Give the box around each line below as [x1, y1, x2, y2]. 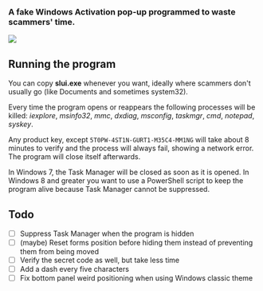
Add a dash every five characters [19, 265, 130, 274]
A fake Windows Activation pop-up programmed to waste [8, 6, 236, 18]
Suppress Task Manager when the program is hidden [19, 229, 194, 238]
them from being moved [19, 247, 100, 257]
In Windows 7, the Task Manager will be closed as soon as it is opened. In [8, 167, 249, 177]
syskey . [8, 119, 33, 130]
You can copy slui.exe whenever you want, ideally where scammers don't [8, 78, 251, 88]
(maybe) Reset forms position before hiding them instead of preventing [19, 237, 253, 247]
